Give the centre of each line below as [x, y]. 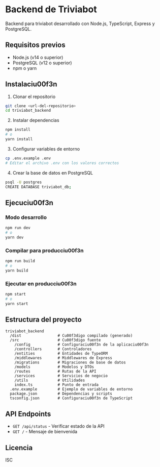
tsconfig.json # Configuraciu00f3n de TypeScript [71, 398]
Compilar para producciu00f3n [44, 250]
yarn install [19, 139]
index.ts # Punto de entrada [57, 385]
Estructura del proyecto [44, 319]
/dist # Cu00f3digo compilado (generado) [71, 336]
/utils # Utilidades [50, 380]
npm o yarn [25, 68]
